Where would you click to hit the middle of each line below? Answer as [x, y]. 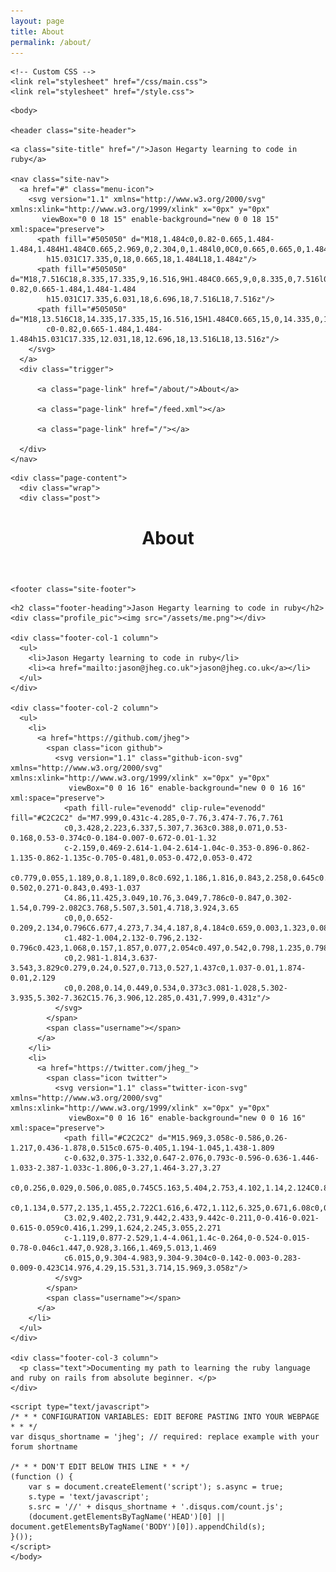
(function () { [42, 1476]
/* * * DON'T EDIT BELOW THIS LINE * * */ [100, 1466]
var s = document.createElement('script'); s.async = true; [156, 1486]
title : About [37, 31]
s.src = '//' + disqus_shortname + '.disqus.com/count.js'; [156, 1506]
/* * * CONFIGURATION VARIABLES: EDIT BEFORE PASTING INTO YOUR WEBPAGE [165, 1416]
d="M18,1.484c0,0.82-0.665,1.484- [203, 240]
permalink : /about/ [51, 42]
